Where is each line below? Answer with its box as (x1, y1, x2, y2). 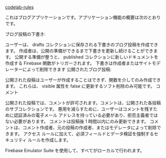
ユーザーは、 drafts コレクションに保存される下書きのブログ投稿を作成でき (5, 42, 159, 48)
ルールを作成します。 (28, 137, 71, 143)
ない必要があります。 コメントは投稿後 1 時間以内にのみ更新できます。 (5, 118, 149, 124)
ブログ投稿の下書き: (5, 31, 46, 37)
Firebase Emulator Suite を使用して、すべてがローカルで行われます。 (5, 148, 145, 153)
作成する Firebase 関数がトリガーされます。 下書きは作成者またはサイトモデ (5, 60, 161, 66)
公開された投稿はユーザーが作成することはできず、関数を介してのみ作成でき (5, 77, 161, 83)
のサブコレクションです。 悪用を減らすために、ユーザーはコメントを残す (5, 106, 154, 112)
